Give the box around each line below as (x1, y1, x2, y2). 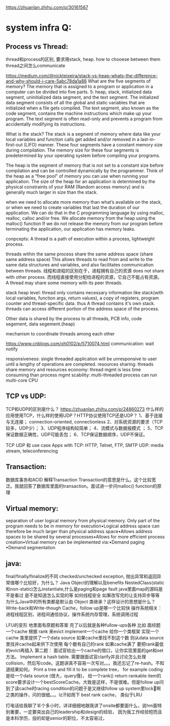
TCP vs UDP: (6, 392, 46, 401)
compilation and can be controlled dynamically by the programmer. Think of (6, 168, 163, 174)
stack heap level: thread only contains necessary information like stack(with (6, 290, 163, 295)
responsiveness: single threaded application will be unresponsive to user (6, 356, 157, 362)
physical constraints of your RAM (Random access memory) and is (6, 184, 145, 189)
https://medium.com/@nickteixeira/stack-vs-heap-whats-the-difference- (6, 73, 158, 79)
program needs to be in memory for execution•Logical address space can (6, 523, 160, 529)
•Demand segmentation (6, 545, 56, 551)
